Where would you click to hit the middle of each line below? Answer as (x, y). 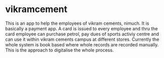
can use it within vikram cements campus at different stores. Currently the (82, 39)
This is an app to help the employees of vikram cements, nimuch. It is (77, 23)
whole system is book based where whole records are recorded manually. (82, 44)
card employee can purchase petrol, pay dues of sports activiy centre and (82, 34)
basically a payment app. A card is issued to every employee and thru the (81, 28)
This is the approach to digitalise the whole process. (60, 50)
